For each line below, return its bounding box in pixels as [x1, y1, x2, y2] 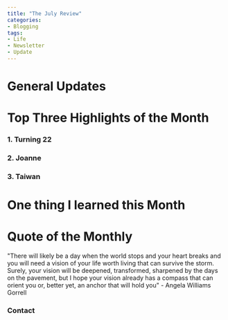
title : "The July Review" [7, 10, 82, 17]
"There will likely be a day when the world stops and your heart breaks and [7, 252, 222, 260]
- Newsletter [7, 42, 45, 49]
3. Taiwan [7, 172, 41, 182]
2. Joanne [7, 153, 42, 163]
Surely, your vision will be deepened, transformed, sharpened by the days [7, 267, 218, 275]
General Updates [7, 79, 106, 94]
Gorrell [7, 288, 27, 297]
